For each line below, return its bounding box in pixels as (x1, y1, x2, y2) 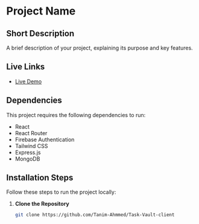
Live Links (6, 62, 45, 72)
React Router (14, 129, 48, 136)
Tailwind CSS (14, 142, 48, 149)
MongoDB (14, 155, 40, 162)
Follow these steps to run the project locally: (6, 188, 116, 196)
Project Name (6, 4, 76, 18)
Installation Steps (6, 173, 74, 183)
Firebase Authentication (14, 136, 75, 143)
